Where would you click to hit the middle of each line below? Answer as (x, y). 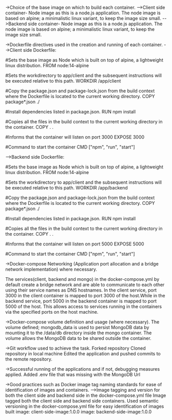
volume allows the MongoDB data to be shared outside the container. (78, 338)
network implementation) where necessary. (51, 269)
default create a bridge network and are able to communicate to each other (85, 285)
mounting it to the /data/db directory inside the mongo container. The (79, 333)
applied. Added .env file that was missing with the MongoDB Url (73, 375)
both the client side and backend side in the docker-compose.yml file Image (86, 395)
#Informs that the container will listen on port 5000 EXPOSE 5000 (75, 244)
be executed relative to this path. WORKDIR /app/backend (67, 188)
